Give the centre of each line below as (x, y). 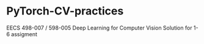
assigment (24, 34)
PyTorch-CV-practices (65, 11)
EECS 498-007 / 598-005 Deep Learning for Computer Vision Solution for (99, 28)
